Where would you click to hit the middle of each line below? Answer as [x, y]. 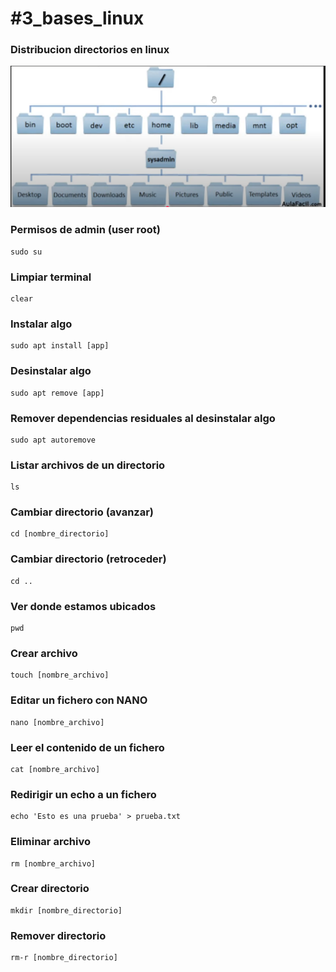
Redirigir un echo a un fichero [83, 794]
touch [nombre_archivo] [60, 675]
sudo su [26, 252]
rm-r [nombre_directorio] [64, 958]
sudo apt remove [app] [57, 393]
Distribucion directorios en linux [90, 50]
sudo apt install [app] [60, 346]
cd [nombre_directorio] [60, 534]
